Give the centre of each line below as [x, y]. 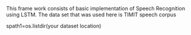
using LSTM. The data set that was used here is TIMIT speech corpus [91, 15]
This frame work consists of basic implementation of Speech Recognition [96, 8]
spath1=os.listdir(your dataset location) [54, 26]
